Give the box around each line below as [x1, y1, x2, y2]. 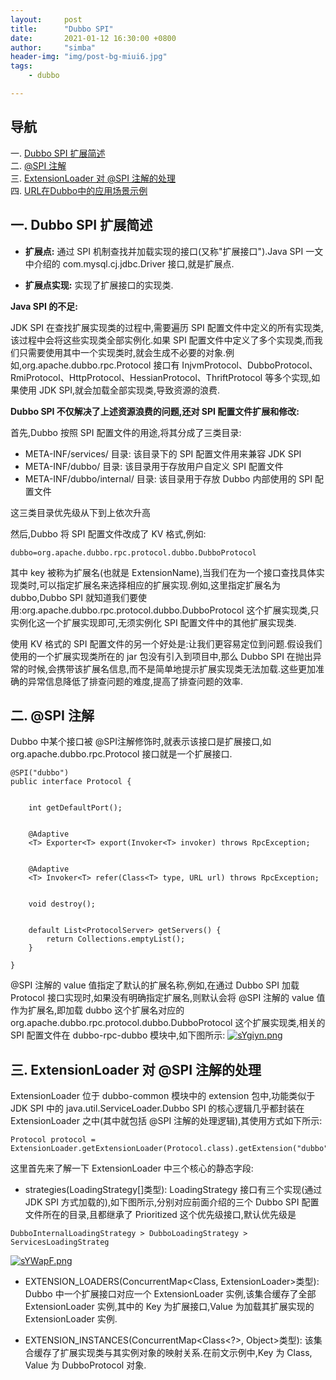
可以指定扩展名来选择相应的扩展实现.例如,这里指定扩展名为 [39, 579, 282, 591]
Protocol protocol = [10, 1135, 97, 1145]
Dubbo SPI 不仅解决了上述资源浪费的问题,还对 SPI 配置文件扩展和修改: [10, 405, 300, 417]
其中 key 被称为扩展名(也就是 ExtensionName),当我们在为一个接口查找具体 [10, 566, 317, 578]
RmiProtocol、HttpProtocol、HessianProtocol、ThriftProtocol [10, 371, 263, 383]
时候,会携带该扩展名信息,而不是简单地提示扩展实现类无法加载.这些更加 [27, 662, 317, 675]
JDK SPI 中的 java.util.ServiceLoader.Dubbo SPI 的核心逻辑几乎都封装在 [10, 1102, 305, 1115]
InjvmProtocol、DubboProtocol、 [181, 359, 318, 371]
